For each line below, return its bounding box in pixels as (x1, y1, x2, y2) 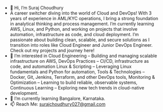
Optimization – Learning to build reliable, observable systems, (10, 79, 138, 85)
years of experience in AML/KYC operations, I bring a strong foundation (10, 16, 158, 21)
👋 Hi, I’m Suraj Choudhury (10, 5, 64, 11)
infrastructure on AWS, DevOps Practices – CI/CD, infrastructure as (10, 58, 149, 64)
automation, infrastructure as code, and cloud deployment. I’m (10, 32, 139, 37)
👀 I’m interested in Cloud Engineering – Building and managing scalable (10, 53, 157, 59)
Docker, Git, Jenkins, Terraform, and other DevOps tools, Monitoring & (10, 74, 155, 80)
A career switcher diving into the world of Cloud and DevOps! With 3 (10, 10, 152, 16)
